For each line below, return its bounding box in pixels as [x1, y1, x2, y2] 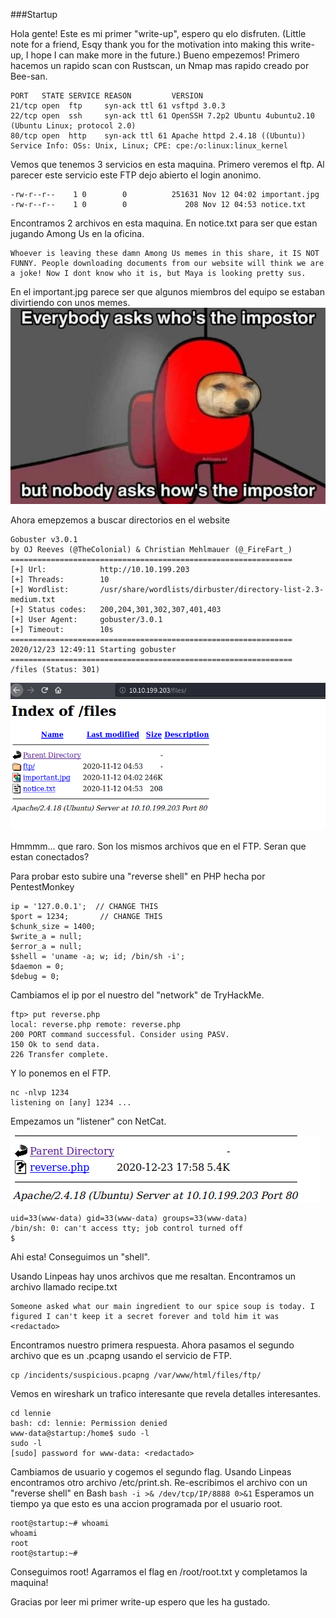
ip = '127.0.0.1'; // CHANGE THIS [10, 901, 159, 911]
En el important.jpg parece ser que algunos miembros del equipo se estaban [10, 286, 325, 298]
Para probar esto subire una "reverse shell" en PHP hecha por [10, 870, 266, 882]
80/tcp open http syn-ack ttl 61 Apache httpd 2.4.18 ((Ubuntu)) [10, 131, 307, 141]
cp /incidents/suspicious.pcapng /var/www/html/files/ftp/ [10, 1370, 262, 1380]
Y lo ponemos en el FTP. [10, 1067, 112, 1079]
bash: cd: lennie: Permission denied [10, 1418, 168, 1428]
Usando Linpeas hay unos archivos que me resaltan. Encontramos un [10, 1270, 297, 1282]
